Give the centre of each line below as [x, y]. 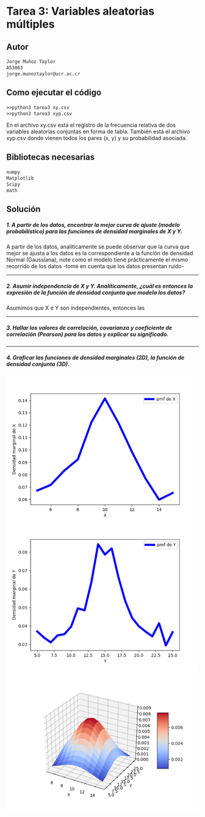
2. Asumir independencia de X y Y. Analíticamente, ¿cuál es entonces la [100, 286]
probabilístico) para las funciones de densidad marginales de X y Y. [95, 231]
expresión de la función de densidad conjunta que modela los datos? [96, 293]
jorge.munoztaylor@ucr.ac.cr [43, 74]
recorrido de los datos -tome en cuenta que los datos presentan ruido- [95, 266]
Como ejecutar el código [54, 93]
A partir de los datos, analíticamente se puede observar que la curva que [98, 247]
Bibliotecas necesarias [51, 157]
